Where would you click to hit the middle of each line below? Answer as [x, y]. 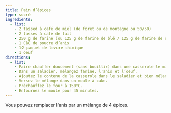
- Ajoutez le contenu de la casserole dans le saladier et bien [84, 76]
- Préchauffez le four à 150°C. [49, 86]
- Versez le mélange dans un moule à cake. [61, 81]
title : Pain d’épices [28, 10]
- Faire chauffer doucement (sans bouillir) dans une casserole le [87, 67]
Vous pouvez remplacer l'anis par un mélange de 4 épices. [67, 105]
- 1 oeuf [24, 52]
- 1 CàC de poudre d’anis [42, 43]
